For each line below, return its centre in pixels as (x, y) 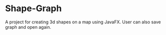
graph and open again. (28, 27)
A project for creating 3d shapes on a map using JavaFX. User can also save (83, 22)
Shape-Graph (33, 9)
